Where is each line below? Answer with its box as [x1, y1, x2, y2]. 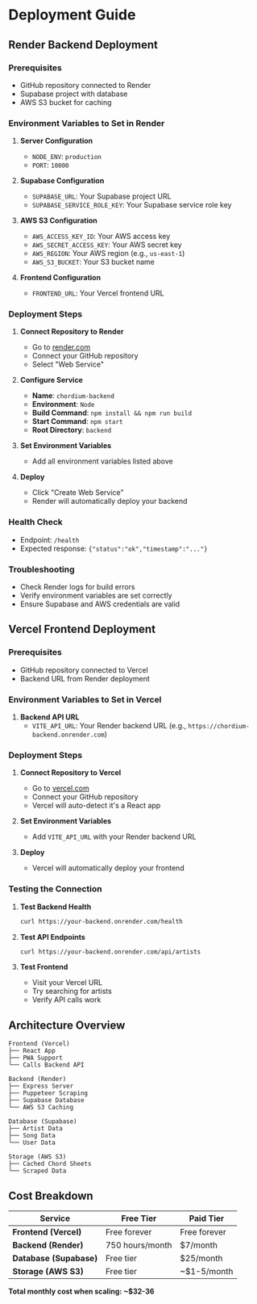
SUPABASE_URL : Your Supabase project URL [31, 191, 172, 201]
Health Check [8, 517, 63, 528]
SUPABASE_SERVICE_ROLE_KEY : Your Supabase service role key [31, 200, 232, 210]
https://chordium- [188, 723, 250, 731]
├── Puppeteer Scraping [8, 1089, 89, 1097]
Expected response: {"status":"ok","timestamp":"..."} [19, 543, 208, 553]
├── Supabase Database [8, 1096, 85, 1105]
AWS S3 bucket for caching [19, 97, 112, 107]
